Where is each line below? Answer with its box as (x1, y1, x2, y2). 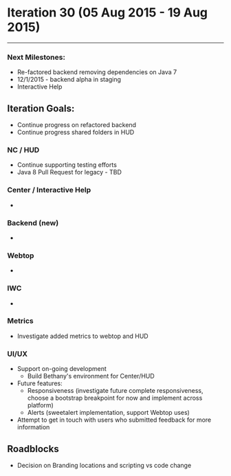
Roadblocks (7, 443, 60, 455)
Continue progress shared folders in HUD (16, 128, 135, 137)
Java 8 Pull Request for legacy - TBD (16, 168, 122, 177)
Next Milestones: (7, 52, 65, 62)
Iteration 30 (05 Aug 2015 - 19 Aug (7, 5, 208, 21)
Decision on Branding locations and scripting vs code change (16, 461, 192, 469)
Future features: (16, 379, 63, 387)
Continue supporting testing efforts (16, 161, 117, 169)
